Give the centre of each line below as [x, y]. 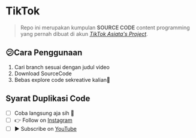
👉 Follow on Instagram [43, 120]
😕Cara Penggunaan [44, 53]
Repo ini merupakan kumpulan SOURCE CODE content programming [105, 27]
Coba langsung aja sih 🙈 [44, 113]
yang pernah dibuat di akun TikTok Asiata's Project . [84, 33]
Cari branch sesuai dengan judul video [62, 67]
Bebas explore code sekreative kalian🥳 [62, 79]
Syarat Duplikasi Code [48, 99]
